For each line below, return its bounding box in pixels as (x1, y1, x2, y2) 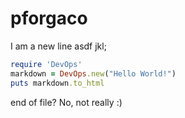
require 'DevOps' (10, 59, 83, 69)
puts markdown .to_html (10, 78, 105, 88)
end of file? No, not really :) (10, 96, 123, 108)
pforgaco (10, 7, 88, 30)
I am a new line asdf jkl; (10, 40, 107, 52)
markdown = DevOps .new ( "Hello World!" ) (10, 68, 177, 79)
